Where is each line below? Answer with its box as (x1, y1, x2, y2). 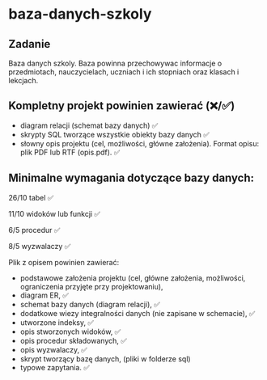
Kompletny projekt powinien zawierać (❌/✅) (8, 99, 235, 113)
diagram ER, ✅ (19, 290, 69, 300)
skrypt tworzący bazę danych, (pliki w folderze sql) (19, 353, 192, 364)
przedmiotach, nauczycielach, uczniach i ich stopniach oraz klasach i (8, 67, 239, 77)
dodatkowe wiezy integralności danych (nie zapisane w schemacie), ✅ (19, 308, 256, 318)
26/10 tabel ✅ (8, 192, 54, 202)
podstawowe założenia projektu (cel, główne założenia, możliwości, (19, 272, 246, 283)
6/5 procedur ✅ (8, 225, 61, 234)
